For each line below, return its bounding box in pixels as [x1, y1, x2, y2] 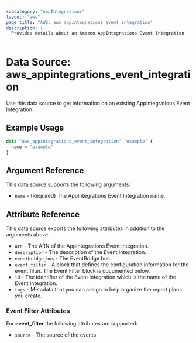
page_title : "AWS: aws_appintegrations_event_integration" [6, 19, 153, 25]
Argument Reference [6, 165, 84, 176]
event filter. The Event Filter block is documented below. [14, 267, 150, 275]
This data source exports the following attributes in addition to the [6, 225, 165, 232]
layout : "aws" [6, 14, 41, 20]
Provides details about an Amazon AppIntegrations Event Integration [11, 30, 184, 36]
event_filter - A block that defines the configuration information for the [14, 261, 189, 268]
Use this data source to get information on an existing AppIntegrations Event [6, 100, 190, 107]
